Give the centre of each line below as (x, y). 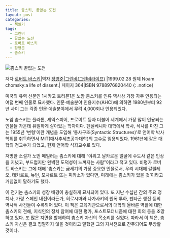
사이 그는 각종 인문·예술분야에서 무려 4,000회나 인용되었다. (69, 109)
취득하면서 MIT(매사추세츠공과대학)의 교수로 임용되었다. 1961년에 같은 (88, 139)
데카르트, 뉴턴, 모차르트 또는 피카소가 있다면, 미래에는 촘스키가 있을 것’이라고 (88, 175)
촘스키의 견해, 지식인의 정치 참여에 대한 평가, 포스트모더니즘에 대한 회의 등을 (80, 211)
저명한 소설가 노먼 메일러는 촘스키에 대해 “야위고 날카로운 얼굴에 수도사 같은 (80, 155)
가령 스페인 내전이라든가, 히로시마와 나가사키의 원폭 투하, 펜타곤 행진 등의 (88, 198)
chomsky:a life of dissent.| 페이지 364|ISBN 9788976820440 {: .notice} (79, 85)
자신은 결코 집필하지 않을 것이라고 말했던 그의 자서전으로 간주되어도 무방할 (88, 224)
